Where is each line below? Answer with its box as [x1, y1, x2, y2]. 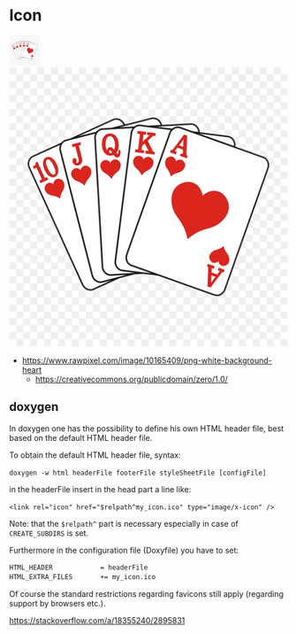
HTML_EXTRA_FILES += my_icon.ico [9, 572, 156, 581]
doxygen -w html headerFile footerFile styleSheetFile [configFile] [9, 468, 267, 477]
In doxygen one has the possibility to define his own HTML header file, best [9, 422, 285, 434]
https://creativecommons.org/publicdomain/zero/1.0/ [34, 374, 228, 384]
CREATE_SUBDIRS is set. [9, 528, 89, 538]
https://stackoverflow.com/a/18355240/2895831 [9, 615, 186, 625]
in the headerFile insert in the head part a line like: [9, 483, 192, 494]
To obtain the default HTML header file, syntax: [9, 449, 181, 460]
